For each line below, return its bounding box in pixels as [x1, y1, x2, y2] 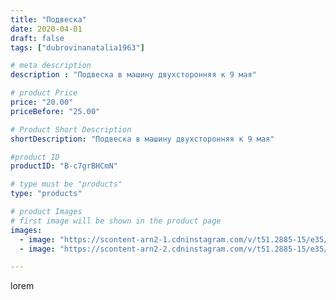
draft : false [10, 33, 65, 43]
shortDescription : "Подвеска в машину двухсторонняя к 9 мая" [10, 134, 275, 144]
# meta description [10, 61, 92, 71]
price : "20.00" [10, 97, 74, 107]
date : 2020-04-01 [10, 24, 83, 34]
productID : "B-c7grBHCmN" [10, 161, 118, 171]
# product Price [10, 88, 78, 98]
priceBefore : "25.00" [10, 106, 101, 116]
